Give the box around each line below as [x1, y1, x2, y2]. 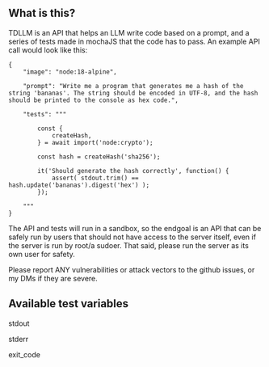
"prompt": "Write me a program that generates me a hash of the [23, 82, 244, 90]
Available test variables [8, 297, 129, 310]
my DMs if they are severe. [8, 273, 99, 283]
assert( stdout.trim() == [51, 174, 139, 182]
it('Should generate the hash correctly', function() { [37, 167, 229, 175]
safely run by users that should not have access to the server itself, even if [8, 232, 257, 242]
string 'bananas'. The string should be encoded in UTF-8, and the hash [8, 89, 258, 97]
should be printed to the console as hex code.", [8, 96, 179, 104]
